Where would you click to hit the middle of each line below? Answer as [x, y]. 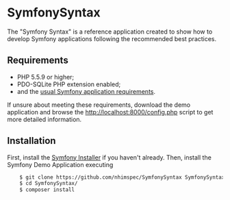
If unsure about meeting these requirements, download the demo [99, 105]
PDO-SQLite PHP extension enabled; [69, 84]
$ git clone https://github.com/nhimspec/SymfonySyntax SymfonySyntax [122, 177]
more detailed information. [44, 119]
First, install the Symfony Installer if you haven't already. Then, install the [110, 157]
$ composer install [47, 190]
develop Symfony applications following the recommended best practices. [112, 38]
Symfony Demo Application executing [60, 164]
